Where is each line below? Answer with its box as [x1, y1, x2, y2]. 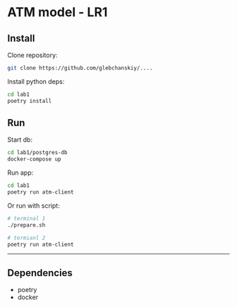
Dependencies [7, 267, 73, 279]
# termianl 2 [7, 234, 46, 242]
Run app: [7, 168, 34, 177]
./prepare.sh [7, 221, 46, 229]
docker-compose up [7, 156, 61, 163]
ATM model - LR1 [7, 4, 108, 20]
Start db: [7, 135, 33, 144]
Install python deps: [7, 77, 65, 85]
